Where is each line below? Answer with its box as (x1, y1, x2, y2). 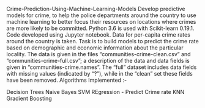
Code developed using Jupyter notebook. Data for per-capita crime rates (6, 31, 191, 38)
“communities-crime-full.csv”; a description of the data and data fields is (6, 57, 190, 64)
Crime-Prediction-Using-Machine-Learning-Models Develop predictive (6, 5, 185, 12)
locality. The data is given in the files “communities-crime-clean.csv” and (6, 51, 191, 57)
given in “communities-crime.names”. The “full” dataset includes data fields (6, 63, 197, 71)
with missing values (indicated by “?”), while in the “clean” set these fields (6, 70, 193, 77)
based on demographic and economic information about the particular (6, 44, 184, 51)
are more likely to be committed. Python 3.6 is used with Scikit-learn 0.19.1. (6, 24, 195, 32)
